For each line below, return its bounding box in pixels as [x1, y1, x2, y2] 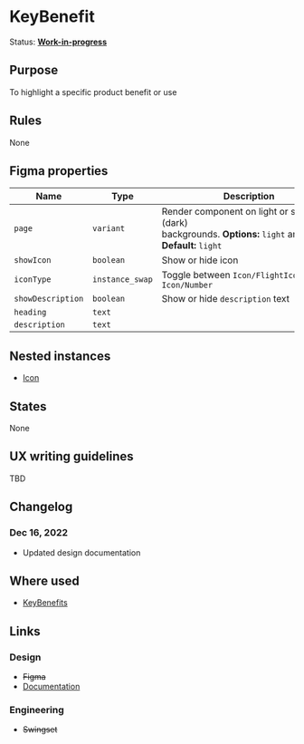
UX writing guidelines [9, 449, 134, 464]
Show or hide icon [161, 254, 239, 266]
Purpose [9, 63, 59, 78]
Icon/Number [161, 280, 214, 291]
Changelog [9, 499, 73, 515]
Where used [9, 573, 80, 588]
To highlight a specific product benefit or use [9, 86, 177, 97]
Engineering [9, 703, 65, 716]
